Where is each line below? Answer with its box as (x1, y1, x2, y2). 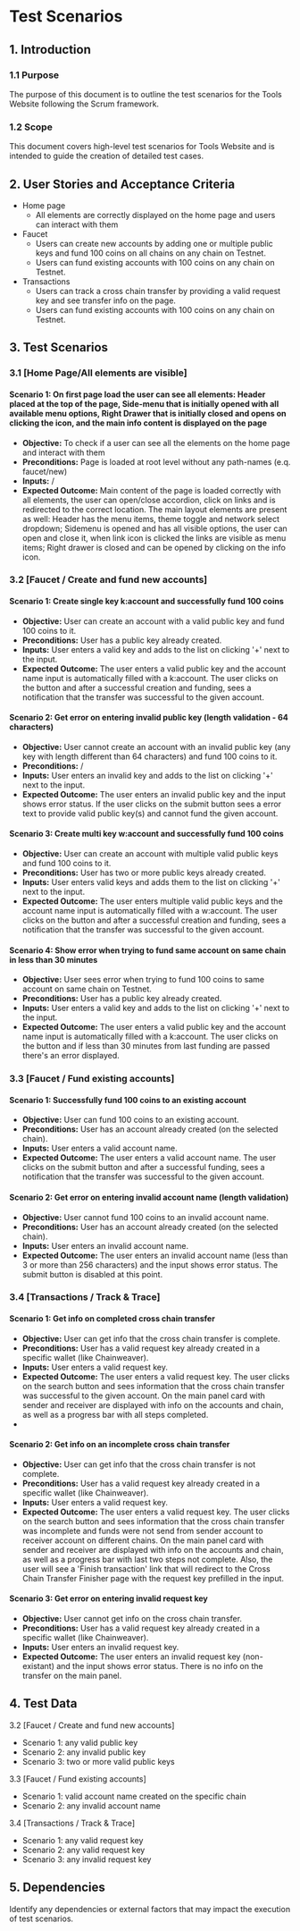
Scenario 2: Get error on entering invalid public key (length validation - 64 (9, 713, 288, 723)
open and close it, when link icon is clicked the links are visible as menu (21, 532, 287, 543)
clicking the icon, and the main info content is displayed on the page (9, 417, 268, 428)
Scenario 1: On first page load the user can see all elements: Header (9, 389, 266, 400)
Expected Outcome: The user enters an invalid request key (21, 1651, 241, 1662)
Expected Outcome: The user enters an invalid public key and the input (21, 788, 286, 799)
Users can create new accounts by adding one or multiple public (35, 238, 274, 249)
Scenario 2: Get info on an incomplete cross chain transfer (9, 1439, 230, 1450)
